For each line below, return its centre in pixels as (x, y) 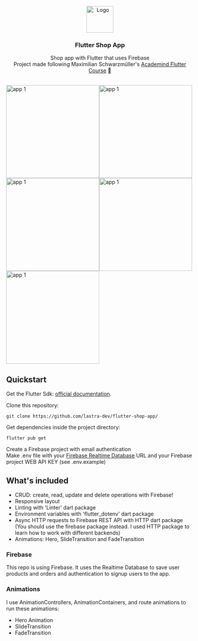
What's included (37, 481)
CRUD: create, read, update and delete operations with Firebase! (94, 495)
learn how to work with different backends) (67, 533)
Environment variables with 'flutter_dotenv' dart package (84, 514)
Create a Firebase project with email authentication (69, 450)
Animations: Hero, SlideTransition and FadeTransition (79, 539)
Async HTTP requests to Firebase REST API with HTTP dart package (99, 520)
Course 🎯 (100, 71)
